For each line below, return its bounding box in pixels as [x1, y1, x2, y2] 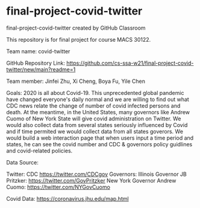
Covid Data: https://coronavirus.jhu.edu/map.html [6, 195, 129, 202]
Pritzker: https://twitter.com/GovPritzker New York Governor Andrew [6, 177, 177, 184]
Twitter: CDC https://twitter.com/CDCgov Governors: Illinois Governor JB [6, 171, 187, 178]
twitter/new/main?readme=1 [6, 65, 76, 73]
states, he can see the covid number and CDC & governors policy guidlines [6, 140, 193, 148]
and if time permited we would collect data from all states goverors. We [6, 128, 184, 135]
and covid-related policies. [6, 147, 73, 154]
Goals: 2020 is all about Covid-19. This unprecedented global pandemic [6, 89, 184, 96]
